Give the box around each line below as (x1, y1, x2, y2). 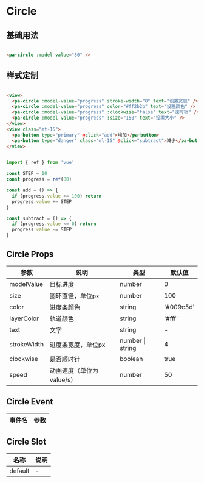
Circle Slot (6, 437, 47, 447)
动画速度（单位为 (49, 366, 99, 374)
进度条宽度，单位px (49, 340, 106, 349)
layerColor (9, 314, 39, 323)
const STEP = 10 (6, 171, 47, 177)
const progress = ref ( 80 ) (6, 176, 72, 182)
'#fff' (163, 314, 178, 323)
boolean (119, 354, 143, 363)
